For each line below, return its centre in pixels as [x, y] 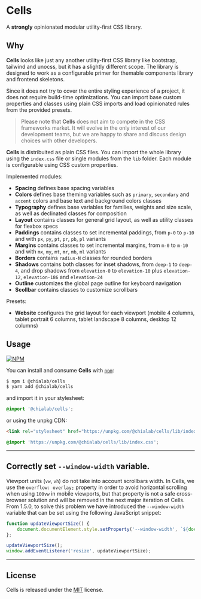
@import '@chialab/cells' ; [40, 409]
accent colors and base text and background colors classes [88, 200]
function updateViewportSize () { [48, 524]
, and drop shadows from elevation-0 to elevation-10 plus [90, 270]
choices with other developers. [59, 140]
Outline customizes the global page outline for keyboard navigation [98, 283]
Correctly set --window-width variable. [78, 467]
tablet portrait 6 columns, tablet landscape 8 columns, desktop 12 [95, 319]
